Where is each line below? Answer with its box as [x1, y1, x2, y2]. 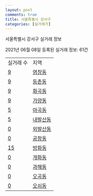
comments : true [5, 12, 37, 17]
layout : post [5, 7, 33, 13]
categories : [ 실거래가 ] [5, 21, 51, 27]
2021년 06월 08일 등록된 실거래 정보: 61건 [5, 46, 88, 53]
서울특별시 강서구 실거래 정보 [5, 36, 62, 42]
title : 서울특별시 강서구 [5, 17, 51, 22]
